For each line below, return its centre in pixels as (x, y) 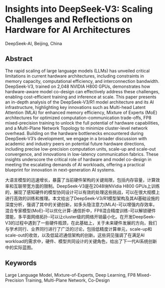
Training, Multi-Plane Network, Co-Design (67, 280)
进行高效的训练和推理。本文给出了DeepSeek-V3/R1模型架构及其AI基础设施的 (82, 198)
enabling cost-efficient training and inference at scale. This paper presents (81, 97)
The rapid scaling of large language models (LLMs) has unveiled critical (77, 71)
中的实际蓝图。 (20, 247)
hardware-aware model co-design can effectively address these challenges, (82, 91)
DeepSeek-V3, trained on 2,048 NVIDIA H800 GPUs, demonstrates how (78, 86)
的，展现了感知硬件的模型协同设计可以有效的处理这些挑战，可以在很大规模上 (82, 192)
